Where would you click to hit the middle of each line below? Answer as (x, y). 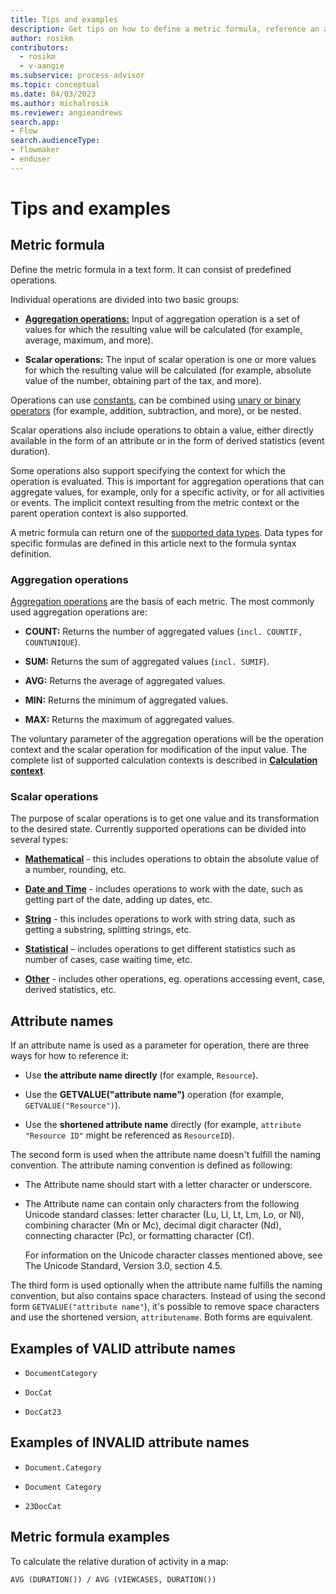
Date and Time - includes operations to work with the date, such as (164, 889)
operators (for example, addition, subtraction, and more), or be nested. (156, 410)
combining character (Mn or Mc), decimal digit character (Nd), (153, 1225)
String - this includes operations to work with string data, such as (160, 919)
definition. (31, 553)
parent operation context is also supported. (99, 513)
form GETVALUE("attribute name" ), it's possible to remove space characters (165, 1307)
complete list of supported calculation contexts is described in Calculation (164, 760)
